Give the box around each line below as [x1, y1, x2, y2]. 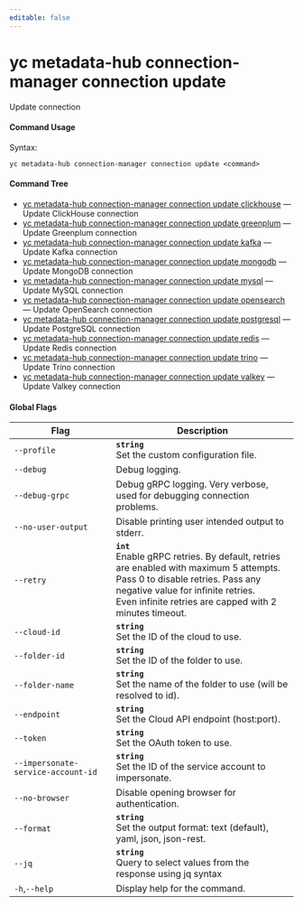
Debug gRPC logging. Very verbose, [115, 478, 269, 490]
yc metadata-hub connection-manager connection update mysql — [22, 275, 273, 285]
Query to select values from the [115, 856, 250, 869]
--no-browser [14, 793, 70, 804]
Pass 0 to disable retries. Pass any [115, 573, 262, 585]
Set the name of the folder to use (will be [115, 678, 289, 691]
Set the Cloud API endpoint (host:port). [115, 713, 281, 725]
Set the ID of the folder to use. [115, 654, 243, 667]
